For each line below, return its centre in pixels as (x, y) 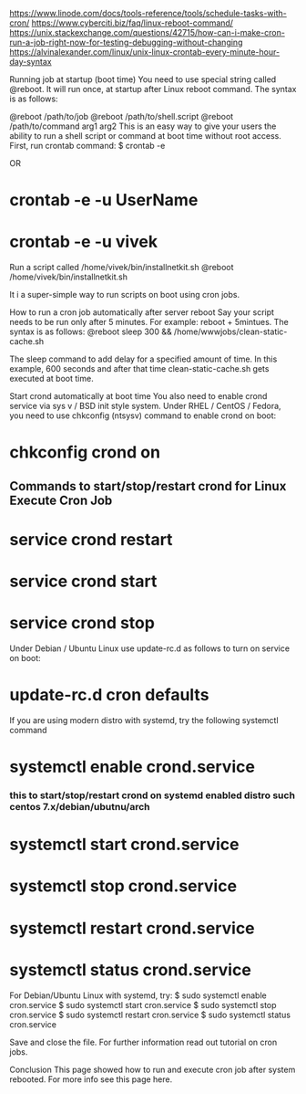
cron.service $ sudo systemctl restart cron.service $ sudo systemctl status (150, 1015)
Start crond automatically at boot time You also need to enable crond (138, 396)
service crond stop (82, 623)
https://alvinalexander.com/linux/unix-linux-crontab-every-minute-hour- (145, 52)
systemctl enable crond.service (132, 767)
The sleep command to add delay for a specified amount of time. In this (143, 359)
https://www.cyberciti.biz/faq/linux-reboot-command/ (133, 23)
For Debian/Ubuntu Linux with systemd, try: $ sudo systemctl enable (138, 995)
